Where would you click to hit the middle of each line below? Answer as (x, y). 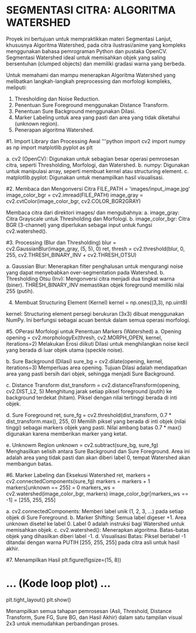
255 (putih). (20, 291)
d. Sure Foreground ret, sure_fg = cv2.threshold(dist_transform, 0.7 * (89, 415)
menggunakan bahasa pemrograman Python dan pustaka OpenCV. (87, 51)
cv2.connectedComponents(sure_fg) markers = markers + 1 (78, 481)
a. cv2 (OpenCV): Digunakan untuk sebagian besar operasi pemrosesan (93, 159)
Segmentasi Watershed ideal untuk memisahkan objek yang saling (86, 57)
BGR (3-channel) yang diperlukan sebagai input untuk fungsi (79, 225)
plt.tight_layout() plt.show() (39, 600)
